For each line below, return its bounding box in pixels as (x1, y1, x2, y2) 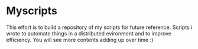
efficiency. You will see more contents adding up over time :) (6, 36, 154, 43)
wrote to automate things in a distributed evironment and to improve (6, 30, 172, 37)
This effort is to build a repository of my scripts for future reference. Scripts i (6, 24, 193, 31)
